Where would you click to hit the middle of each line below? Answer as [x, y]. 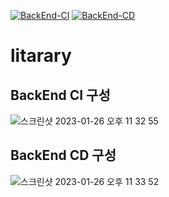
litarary [41, 56]
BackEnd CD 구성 [63, 155]
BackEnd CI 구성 [60, 95]
